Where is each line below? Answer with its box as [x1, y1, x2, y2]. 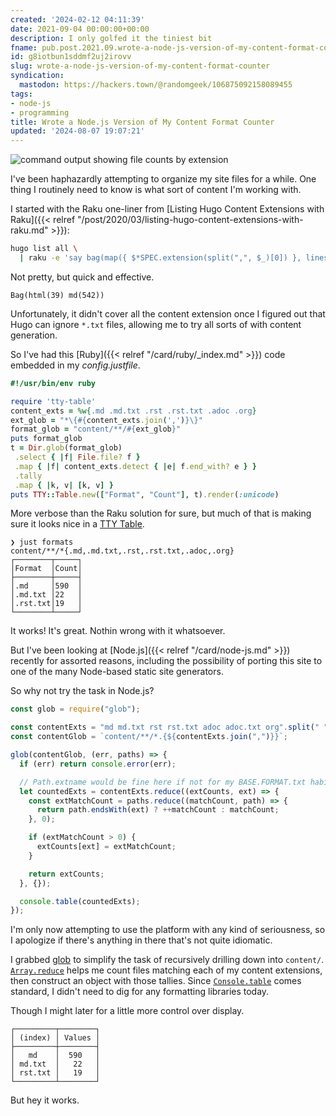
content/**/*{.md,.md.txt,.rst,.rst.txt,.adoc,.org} [10, 546, 235, 556]
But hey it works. [10, 1094, 80, 1106]
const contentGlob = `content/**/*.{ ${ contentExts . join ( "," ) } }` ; [10, 732, 288, 742]
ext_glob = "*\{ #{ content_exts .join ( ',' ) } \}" [10, 415, 203, 425]
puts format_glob [10, 434, 83, 444]
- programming [10, 107, 70, 118]
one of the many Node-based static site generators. [10, 666, 224, 678]
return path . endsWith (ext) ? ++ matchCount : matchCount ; [36, 805, 280, 815]
